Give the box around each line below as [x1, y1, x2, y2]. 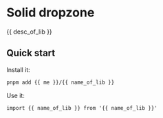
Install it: [6, 65, 30, 73]
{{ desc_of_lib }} [6, 27, 52, 36]
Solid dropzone [6, 5, 95, 21]
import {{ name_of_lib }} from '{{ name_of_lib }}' [6, 104, 157, 111]
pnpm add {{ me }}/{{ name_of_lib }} [6, 79, 115, 86]
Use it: [6, 91, 25, 99]
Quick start [6, 47, 56, 59]
